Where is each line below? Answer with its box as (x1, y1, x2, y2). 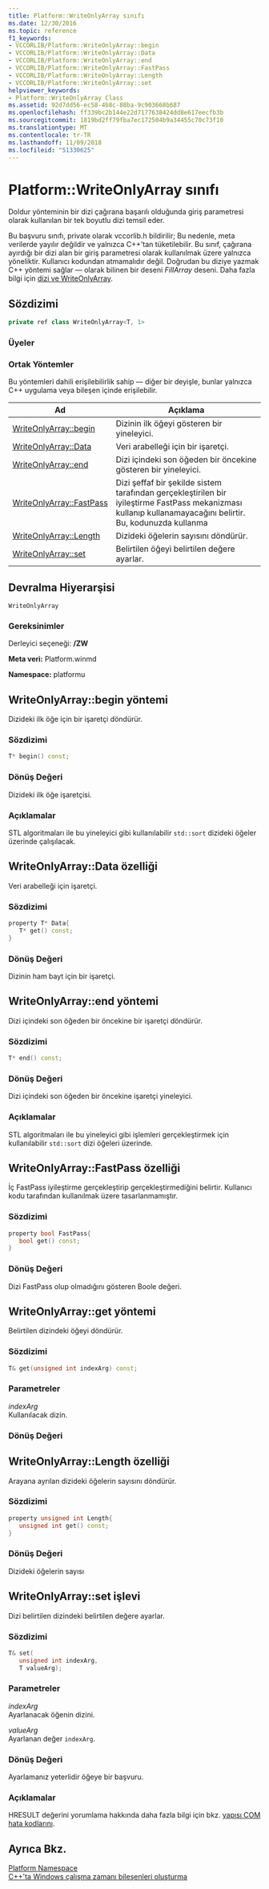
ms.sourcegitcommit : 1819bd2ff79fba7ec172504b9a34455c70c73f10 (8, 116, 224, 124)
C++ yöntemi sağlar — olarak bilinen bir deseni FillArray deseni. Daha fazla (8, 266, 255, 275)
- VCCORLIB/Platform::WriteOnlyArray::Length (8, 71, 163, 79)
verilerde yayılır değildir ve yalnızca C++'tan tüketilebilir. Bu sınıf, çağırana (8, 240, 252, 249)
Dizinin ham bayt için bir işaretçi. (8, 971, 116, 981)
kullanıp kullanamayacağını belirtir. (115, 507, 246, 518)
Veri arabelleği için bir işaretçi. (115, 441, 230, 452)
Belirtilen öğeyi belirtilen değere (115, 543, 235, 554)
